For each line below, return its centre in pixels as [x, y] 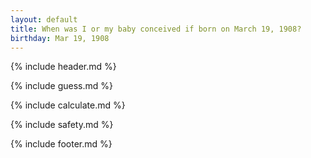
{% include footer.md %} [61, 144]
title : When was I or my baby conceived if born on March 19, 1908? [156, 29]
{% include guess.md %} [61, 86]
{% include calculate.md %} [68, 105]
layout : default [44, 19]
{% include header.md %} [63, 67]
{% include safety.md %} [62, 125]
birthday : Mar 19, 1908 [60, 38]
